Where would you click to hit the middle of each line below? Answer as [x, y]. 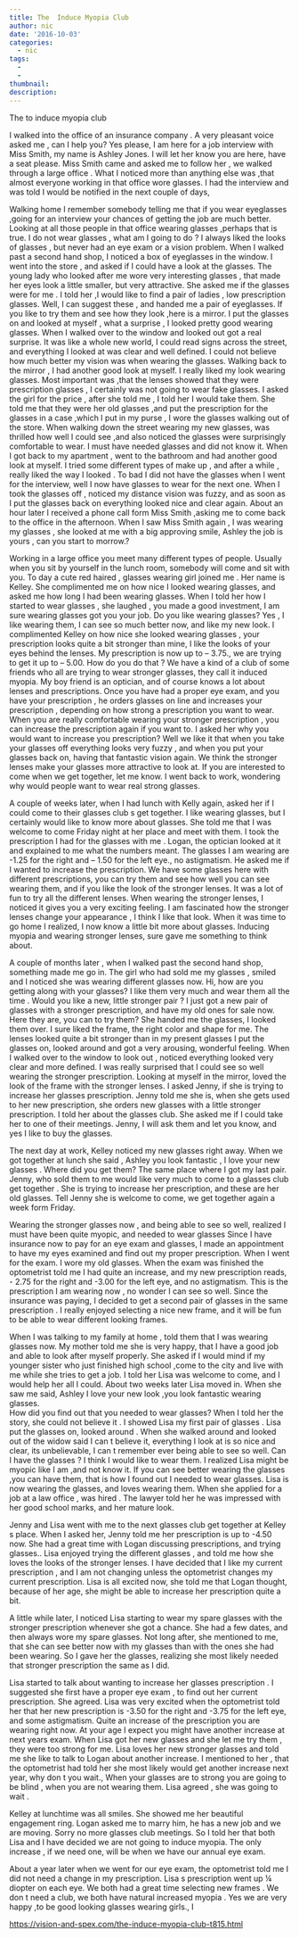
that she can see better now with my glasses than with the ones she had [141, 1646]
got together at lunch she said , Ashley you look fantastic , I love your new [145, 1160]
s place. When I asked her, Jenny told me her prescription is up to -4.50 [141, 1534]
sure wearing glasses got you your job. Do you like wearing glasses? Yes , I [147, 615]
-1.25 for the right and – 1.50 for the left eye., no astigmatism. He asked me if [149, 860]
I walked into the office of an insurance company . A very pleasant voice [141, 135]
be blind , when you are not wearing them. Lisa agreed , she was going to [144, 1786]
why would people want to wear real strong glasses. [105, 785]
